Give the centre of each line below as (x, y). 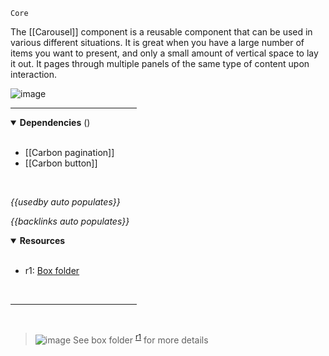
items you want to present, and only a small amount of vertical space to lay (164, 53)
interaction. (34, 74)
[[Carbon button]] (61, 163)
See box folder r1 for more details (141, 339)
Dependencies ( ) (55, 122)
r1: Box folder (52, 270)
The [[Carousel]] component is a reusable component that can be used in (161, 32)
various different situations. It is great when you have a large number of (157, 42)
